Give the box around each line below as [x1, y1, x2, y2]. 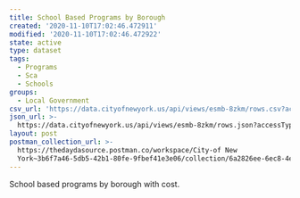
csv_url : [9, 104, 42, 113]
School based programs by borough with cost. [9, 178, 180, 189]
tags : [9, 54, 29, 63]
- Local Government [17, 95, 90, 105]
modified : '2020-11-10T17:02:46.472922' [9, 29, 162, 38]
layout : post [9, 129, 58, 138]
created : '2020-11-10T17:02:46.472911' [9, 21, 158, 30]
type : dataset [9, 46, 62, 55]
